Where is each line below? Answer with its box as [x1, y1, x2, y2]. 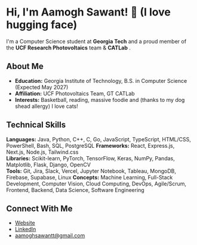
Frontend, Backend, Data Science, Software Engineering [6, 186, 144, 193]
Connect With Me [6, 203, 73, 213]
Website [14, 219, 36, 227]
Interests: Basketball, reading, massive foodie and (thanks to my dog [14, 96, 185, 103]
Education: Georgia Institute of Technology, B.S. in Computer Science [14, 77, 187, 84]
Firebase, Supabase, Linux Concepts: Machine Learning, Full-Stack [6, 173, 173, 181]
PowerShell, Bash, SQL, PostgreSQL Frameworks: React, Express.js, [6, 142, 175, 149]
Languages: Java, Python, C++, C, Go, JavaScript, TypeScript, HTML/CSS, [6, 135, 191, 142]
